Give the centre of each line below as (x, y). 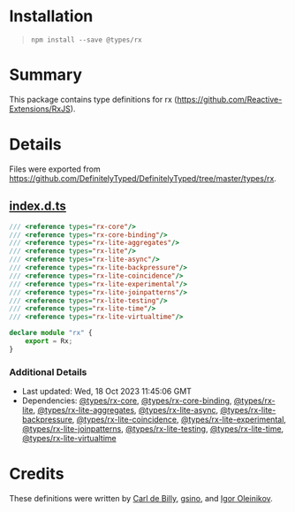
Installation (51, 16)
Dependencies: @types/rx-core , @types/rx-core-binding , (127, 401)
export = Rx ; (49, 341)
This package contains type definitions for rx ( (93, 99)
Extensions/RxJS (40, 109)
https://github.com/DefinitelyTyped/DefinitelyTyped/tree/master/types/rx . (143, 178)
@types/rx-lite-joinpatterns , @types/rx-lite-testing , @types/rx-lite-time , (153, 429)
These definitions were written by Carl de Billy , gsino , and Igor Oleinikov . (141, 498)
